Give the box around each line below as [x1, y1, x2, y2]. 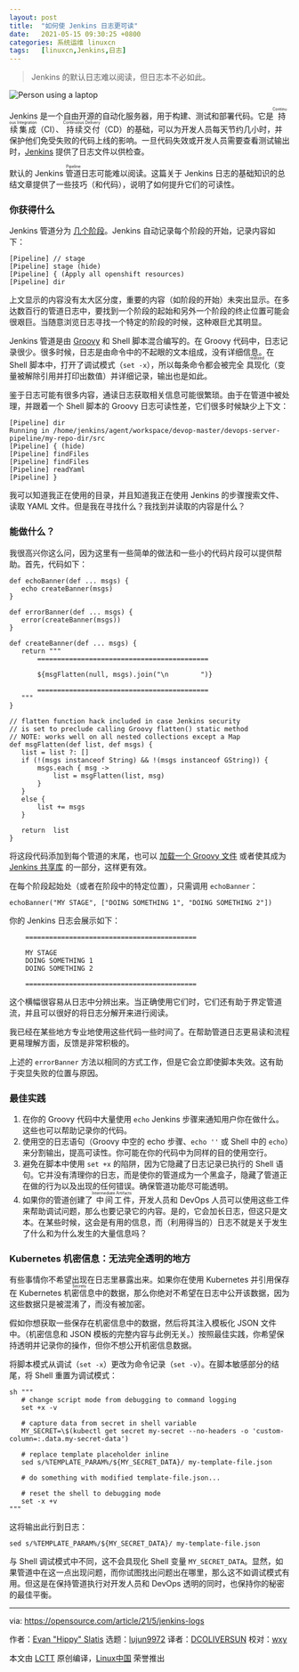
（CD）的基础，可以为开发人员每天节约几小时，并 [99, 124, 283, 135]
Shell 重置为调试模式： [34, 1370, 118, 1381]
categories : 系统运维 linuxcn [9, 37, 116, 47]
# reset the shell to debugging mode [20, 1489, 162, 1498]
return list [20, 826, 69, 835]
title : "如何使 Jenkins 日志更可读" [9, 21, 139, 30]
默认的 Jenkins [9, 168, 64, 179]
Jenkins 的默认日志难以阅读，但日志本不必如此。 [30, 72, 211, 83]
